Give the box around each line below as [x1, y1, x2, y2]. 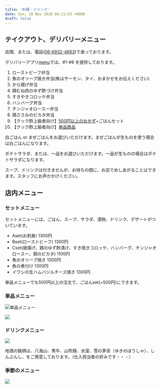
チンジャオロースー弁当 [12, 106, 59, 112]
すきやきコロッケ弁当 [12, 94, 54, 100]
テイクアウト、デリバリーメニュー [5, 35, 106, 44]
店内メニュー [5, 188, 43, 197]
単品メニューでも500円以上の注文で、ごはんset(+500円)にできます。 [5, 279, 142, 285]
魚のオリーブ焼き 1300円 [12, 257, 61, 263]
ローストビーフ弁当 [12, 70, 50, 76]
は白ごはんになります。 [5, 140, 52, 146]
